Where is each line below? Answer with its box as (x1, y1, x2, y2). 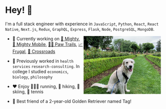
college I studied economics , (12, 68, 69, 74)
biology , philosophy (12, 74, 53, 80)
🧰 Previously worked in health (12, 58, 74, 64)
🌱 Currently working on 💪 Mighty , (12, 36, 80, 42)
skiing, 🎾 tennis (12, 89, 43, 95)
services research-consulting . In (12, 63, 80, 69)
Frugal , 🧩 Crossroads (12, 48, 55, 54)
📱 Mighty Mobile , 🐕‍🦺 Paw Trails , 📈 (12, 41, 83, 47)
